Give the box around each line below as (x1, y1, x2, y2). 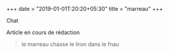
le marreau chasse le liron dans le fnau (21, 41, 119, 48)
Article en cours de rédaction (6, 29, 80, 36)
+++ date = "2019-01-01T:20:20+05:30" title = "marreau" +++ (6, 5, 163, 12)
